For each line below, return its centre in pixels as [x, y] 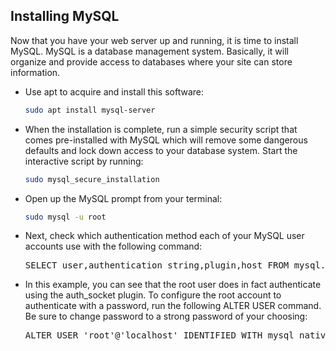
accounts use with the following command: [113, 246]
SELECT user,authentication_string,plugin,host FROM [157, 265]
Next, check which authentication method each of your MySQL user [164, 236]
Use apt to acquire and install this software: [114, 91]
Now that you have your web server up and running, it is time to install [154, 40]
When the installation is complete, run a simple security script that [161, 129]
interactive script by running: [84, 161]
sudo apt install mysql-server [90, 110]
